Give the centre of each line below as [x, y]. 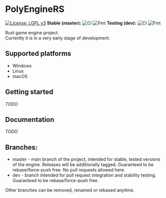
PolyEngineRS [35, 9]
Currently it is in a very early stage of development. [58, 38]
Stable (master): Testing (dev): [92, 23]
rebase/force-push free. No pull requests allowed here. [69, 170]
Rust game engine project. [32, 32]
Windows [22, 65]
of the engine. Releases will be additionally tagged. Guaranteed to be [83, 165]
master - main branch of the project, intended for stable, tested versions [86, 159]
